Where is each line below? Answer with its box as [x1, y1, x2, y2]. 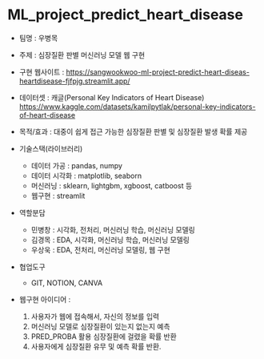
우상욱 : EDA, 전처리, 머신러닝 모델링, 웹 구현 [30, 244, 171, 254]
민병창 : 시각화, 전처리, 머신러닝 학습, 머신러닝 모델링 [30, 224, 195, 234]
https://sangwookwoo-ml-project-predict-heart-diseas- [66, 67, 250, 77]
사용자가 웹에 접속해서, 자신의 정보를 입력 [30, 311, 160, 321]
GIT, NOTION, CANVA [30, 278, 103, 288]
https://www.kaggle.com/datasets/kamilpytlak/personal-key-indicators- [18, 102, 256, 111]
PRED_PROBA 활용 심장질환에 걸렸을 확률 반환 [30, 331, 177, 341]
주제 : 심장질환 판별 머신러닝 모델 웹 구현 [18, 50, 146, 59]
